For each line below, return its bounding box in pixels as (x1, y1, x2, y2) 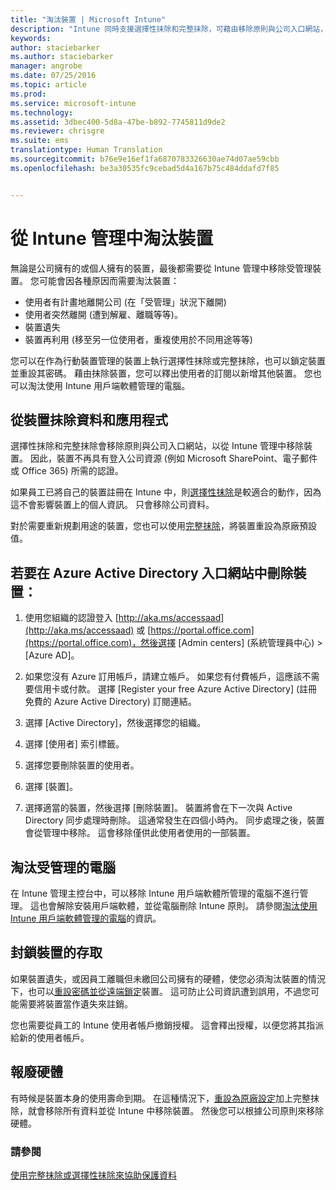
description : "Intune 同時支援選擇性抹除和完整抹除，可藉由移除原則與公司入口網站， (10, 24, 328, 34)
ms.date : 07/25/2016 (10, 71, 97, 81)
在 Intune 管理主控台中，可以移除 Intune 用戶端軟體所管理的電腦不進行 (10, 887, 300, 899)
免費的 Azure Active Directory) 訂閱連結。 (24, 696, 197, 708)
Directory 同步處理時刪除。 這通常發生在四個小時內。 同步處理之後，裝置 (24, 814, 325, 826)
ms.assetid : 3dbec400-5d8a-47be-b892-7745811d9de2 (10, 117, 226, 127)
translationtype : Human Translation (10, 145, 163, 155)
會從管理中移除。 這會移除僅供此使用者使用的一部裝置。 (24, 827, 256, 839)
